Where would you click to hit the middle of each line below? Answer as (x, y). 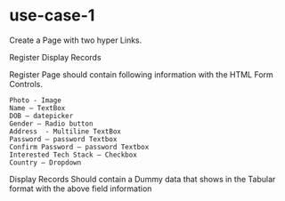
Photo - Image (36, 100)
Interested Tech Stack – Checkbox (73, 155)
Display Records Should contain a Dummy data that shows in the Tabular (142, 179)
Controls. (26, 84)
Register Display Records (55, 57)
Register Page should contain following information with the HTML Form (141, 74)
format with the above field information (81, 189)
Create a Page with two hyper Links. (76, 40)
